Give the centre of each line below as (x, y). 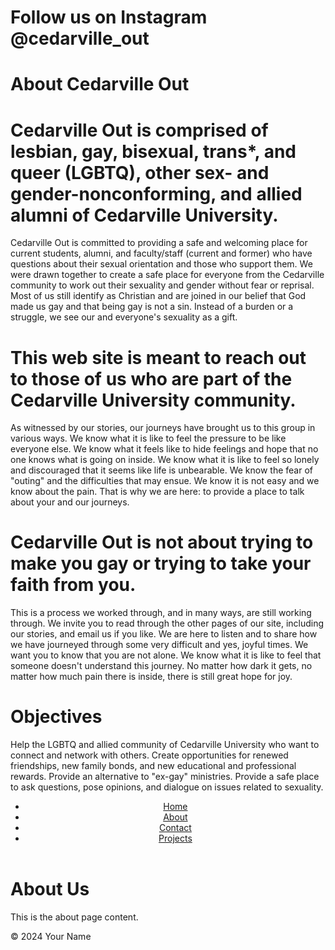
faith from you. (73, 585)
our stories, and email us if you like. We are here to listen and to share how (164, 634)
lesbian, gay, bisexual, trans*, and (153, 151)
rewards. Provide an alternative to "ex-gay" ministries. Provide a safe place (165, 777)
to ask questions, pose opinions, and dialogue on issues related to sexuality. (167, 787)
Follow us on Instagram (109, 17)
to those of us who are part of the (151, 378)
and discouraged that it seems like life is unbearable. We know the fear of (161, 470)
